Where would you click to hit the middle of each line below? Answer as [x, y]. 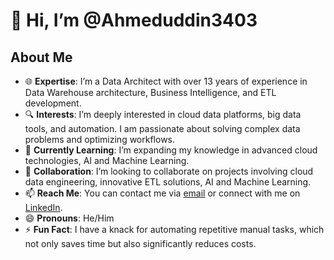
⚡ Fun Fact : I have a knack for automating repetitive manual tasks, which [174, 229]
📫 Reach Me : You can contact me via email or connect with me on [162, 193]
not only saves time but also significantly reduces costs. [140, 243]
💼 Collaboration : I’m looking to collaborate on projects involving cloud [169, 171]
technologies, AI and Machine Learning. [107, 160]
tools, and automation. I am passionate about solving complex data [162, 128]
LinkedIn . [43, 207]
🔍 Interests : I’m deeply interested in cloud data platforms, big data [163, 114]
